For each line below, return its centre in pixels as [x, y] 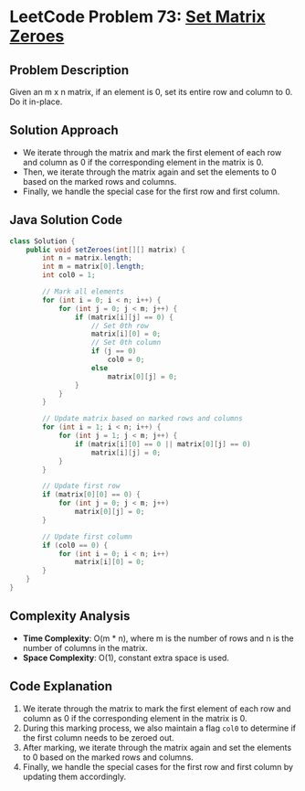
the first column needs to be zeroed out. [99, 737]
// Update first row [81, 486]
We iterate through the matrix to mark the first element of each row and [157, 708]
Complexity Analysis [70, 616]
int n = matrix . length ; [87, 258]
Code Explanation [61, 686]
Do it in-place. [36, 102]
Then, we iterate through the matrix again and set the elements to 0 [149, 172]
